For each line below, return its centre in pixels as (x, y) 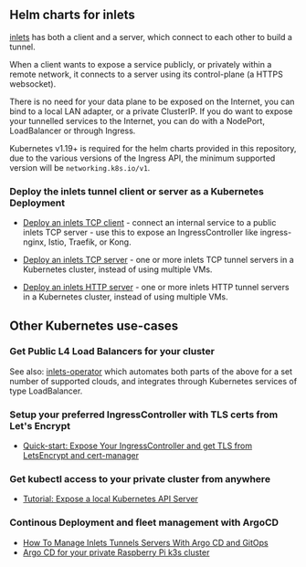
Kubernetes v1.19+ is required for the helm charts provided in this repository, (153, 148)
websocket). (33, 84)
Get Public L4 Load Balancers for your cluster (112, 352)
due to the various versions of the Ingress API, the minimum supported (142, 158)
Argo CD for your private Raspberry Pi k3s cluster (116, 552)
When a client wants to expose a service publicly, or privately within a (141, 64)
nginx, (34, 242)
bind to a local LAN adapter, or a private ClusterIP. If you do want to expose (151, 111)
